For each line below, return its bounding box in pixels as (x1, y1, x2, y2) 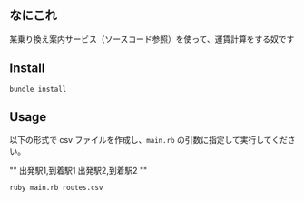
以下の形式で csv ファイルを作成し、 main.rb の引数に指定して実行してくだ (9, 135, 288, 146)
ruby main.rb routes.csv (9, 184, 103, 193)
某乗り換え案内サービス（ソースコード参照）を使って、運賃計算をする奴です (9, 34, 295, 45)
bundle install (9, 85, 67, 94)
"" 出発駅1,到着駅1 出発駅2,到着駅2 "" (9, 166, 148, 176)
